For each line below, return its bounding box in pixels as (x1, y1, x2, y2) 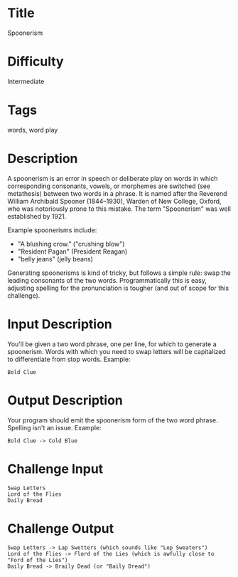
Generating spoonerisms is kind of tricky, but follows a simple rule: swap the (7, 269, 231, 277)
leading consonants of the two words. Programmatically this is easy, (7, 276, 207, 284)
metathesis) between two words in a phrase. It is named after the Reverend (7, 189, 227, 197)
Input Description (7, 316, 112, 332)
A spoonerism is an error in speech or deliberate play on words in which (7, 174, 218, 182)
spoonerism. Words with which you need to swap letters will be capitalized (7, 347, 226, 355)
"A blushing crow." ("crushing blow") (17, 239, 125, 248)
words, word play (7, 125, 58, 134)
